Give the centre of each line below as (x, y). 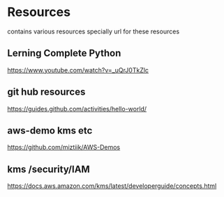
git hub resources (46, 92)
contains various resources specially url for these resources (94, 31)
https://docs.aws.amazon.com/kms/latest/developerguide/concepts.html (112, 186)
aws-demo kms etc (50, 131)
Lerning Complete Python (64, 53)
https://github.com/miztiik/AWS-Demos (64, 148)
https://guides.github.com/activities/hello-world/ (77, 109)
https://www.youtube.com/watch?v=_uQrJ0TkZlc (78, 70)
